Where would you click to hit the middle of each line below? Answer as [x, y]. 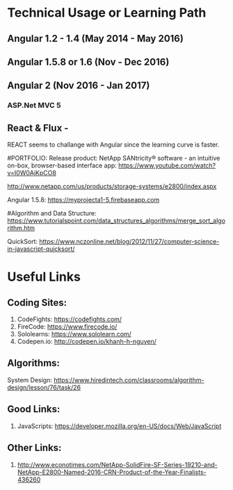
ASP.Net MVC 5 [34, 106]
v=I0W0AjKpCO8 [32, 173]
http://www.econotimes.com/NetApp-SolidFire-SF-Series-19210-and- [117, 464]
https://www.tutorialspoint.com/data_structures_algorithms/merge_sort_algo [116, 221]
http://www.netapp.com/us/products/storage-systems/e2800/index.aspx [112, 186]
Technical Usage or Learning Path [107, 13]
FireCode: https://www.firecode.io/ [67, 327]
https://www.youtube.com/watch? [167, 165]
